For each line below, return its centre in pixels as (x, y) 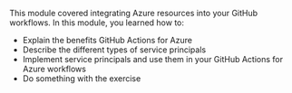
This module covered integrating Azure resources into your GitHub (134, 13)
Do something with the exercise (82, 79)
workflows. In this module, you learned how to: (97, 23)
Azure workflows (54, 69)
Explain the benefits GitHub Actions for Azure (107, 40)
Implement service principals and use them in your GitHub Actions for (153, 59)
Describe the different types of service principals (114, 50)
